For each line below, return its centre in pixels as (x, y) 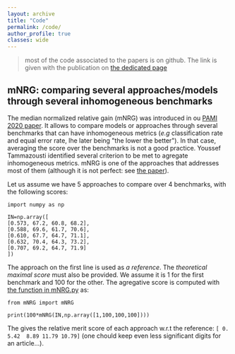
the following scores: (38, 191)
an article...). (26, 343)
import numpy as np (36, 205)
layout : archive (31, 14)
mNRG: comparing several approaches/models (113, 90)
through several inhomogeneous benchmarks (110, 101)
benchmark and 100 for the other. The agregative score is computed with (114, 282)
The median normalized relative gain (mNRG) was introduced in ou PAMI (112, 118)
